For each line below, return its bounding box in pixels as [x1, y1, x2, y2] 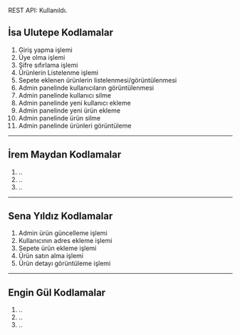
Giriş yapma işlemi [18, 46, 73, 54]
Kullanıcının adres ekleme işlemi [18, 237, 113, 245]
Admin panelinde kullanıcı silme [18, 91, 111, 99]
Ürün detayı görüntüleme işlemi [18, 259, 111, 268]
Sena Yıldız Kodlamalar [8, 210, 113, 222]
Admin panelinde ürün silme [18, 113, 101, 122]
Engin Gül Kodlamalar [8, 287, 106, 299]
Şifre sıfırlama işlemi [18, 61, 78, 69]
